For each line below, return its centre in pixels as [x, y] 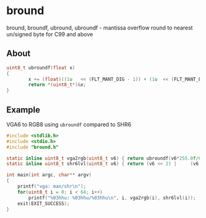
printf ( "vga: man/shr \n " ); [52, 187]
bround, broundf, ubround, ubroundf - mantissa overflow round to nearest [100, 28]
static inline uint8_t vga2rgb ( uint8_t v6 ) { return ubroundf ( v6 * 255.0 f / [103, 158]
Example [23, 110]
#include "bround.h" [33, 147]
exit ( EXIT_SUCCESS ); [44, 203]
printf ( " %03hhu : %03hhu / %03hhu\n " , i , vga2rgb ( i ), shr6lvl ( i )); [112, 198]
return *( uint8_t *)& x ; [57, 85]
